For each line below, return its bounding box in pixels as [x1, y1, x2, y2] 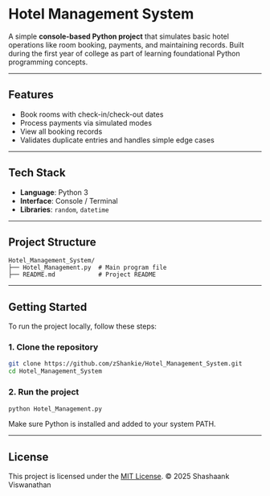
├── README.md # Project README [8, 271, 157, 279]
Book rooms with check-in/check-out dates [19, 110, 164, 119]
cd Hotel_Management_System [8, 367, 103, 375]
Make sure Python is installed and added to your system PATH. [8, 420, 216, 429]
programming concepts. [8, 57, 88, 67]
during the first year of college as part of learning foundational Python [8, 48, 240, 58]
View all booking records [19, 126, 103, 136]
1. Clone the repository [8, 341, 99, 353]
